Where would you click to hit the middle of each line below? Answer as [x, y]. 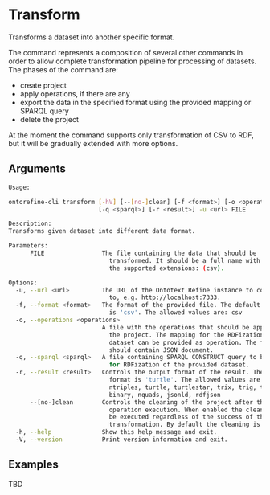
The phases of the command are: [63, 69]
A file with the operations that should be [176, 327]
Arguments [37, 169]
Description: [30, 224]
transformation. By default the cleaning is [185, 425]
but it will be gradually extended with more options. [93, 143]
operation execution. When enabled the [176, 410]
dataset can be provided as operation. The [183, 342]
